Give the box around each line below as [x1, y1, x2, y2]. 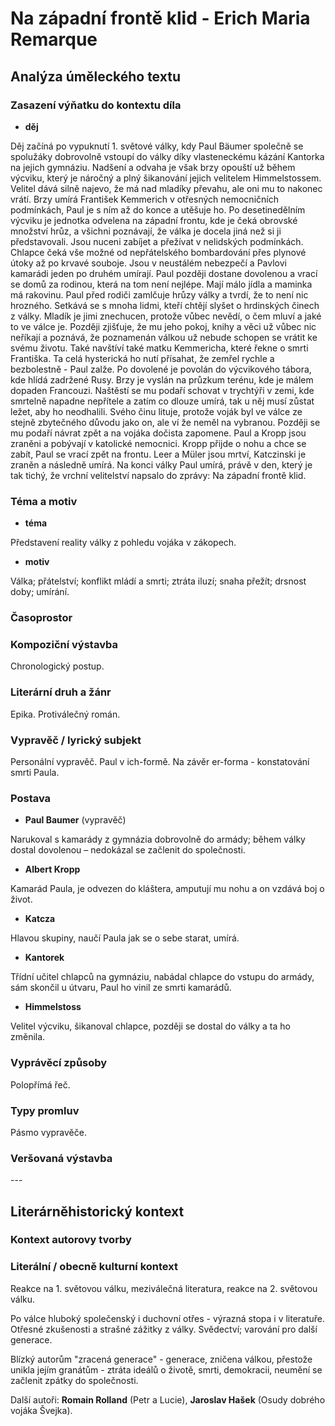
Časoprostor [10, 611, 73, 625]
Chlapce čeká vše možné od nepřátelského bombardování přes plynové [10, 246, 307, 258]
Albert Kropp [24, 863, 81, 876]
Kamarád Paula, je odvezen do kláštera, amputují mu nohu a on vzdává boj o [10, 883, 325, 895]
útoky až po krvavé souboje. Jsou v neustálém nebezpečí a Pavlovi [10, 257, 287, 269]
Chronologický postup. [10, 660, 105, 672]
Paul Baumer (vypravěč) [24, 814, 127, 826]
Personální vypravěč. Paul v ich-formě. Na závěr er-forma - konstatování [10, 755, 310, 767]
